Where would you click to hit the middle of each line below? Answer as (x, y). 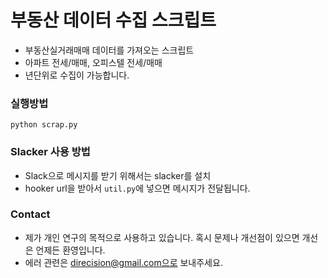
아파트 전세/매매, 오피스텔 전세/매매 (93, 62)
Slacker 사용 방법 (50, 152)
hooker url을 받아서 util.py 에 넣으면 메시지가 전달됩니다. (137, 188)
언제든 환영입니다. (70, 250)
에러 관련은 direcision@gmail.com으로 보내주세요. (123, 262)
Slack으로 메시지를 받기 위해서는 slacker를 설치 (118, 175)
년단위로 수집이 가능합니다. (77, 75)
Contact (30, 214)
